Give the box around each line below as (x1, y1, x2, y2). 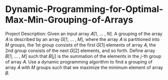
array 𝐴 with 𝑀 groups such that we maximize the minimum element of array (5, 64, 163, 70)
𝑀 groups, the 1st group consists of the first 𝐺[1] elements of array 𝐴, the (5, 41, 156, 48)
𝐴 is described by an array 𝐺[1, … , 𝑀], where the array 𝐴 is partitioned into (5, 36, 160, 42)
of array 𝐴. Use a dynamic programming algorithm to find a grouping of (5, 58, 152, 64)
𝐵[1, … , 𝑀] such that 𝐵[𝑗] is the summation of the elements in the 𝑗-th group (5, 53, 162, 59)
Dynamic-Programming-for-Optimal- (5, 3, 163, 15)
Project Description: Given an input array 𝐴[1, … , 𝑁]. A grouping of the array (5, 30, 162, 36)
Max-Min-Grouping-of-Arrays (5, 14, 133, 25)
